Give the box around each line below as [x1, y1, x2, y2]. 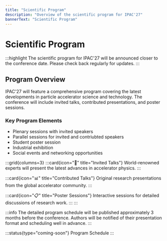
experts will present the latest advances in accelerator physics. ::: [5, 165, 141, 171]
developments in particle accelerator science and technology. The [5, 94, 142, 100]
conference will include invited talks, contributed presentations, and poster [5, 99, 160, 105]
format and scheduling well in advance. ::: [5, 220, 92, 226]
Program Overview [5, 75, 65, 84]
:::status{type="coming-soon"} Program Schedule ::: [5, 230, 114, 236]
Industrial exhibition [12, 145, 54, 151]
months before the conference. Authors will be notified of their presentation [5, 215, 162, 221]
